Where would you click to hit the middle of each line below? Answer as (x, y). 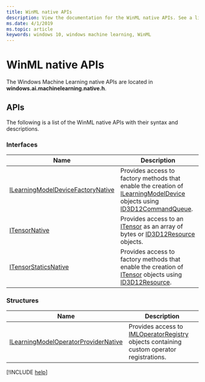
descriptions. (23, 128)
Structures (23, 301)
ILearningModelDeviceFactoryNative (62, 190)
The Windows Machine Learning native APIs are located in (80, 82)
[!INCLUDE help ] (27, 372)
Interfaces (22, 144)
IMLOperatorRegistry (159, 334)
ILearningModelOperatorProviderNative (66, 342)
